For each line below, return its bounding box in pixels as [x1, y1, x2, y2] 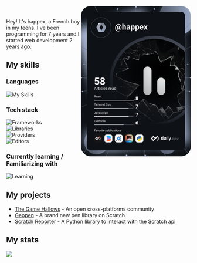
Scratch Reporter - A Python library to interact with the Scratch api [14, 218, 176, 225]
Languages [6, 77, 39, 86]
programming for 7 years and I [6, 31, 80, 38]
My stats [6, 235, 39, 245]
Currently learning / [6, 152, 63, 160]
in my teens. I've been [6, 24, 60, 31]
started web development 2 [6, 37, 73, 43]
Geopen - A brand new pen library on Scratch [14, 212, 125, 219]
